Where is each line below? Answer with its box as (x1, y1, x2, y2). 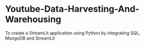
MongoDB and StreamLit (5, 35, 55, 41)
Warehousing (5, 14, 62, 25)
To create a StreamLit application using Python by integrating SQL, (5, 30, 141, 36)
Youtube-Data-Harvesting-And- (5, 3, 140, 15)
